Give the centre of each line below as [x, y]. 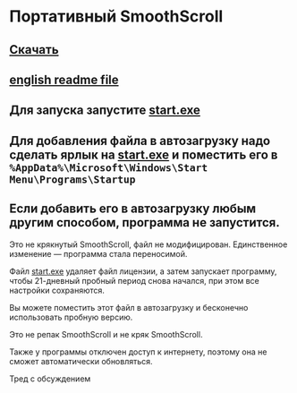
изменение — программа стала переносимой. [98, 253]
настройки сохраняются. [57, 290]
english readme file [64, 79]
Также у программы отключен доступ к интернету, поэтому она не [138, 352]
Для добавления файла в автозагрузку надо [140, 141]
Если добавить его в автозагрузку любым [133, 209]
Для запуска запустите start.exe [105, 111]
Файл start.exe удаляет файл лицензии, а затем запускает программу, [143, 271]
